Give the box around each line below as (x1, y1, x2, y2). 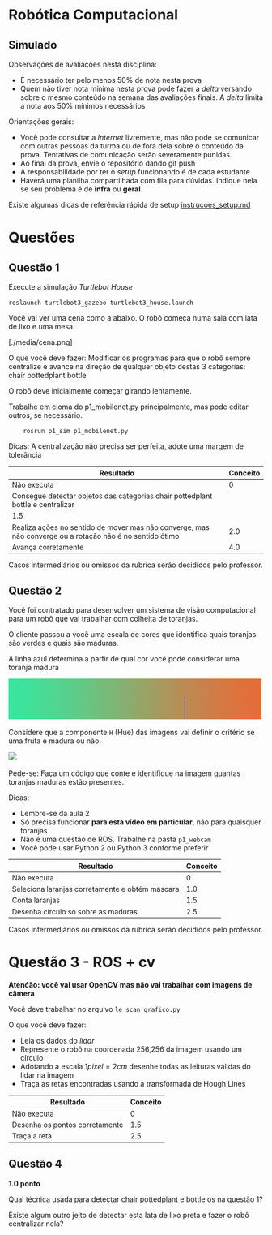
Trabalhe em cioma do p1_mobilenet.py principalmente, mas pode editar (8, 402, 249, 411)
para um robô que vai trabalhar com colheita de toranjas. (8, 614, 198, 624)
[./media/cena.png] (8, 338, 73, 346)
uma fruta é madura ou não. (8, 736, 101, 746)
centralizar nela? (8, 1219, 64, 1229)
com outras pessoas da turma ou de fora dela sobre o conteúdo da (19, 141, 244, 151)
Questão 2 (8, 583, 62, 597)
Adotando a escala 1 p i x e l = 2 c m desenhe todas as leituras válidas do (19, 1061, 251, 1071)
